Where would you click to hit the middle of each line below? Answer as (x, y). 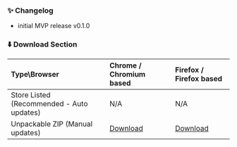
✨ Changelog (31, 11)
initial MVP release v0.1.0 (54, 26)
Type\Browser (35, 74)
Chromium (127, 74)
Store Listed (31, 95)
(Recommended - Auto (49, 103)
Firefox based (199, 78)
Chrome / (126, 65)
